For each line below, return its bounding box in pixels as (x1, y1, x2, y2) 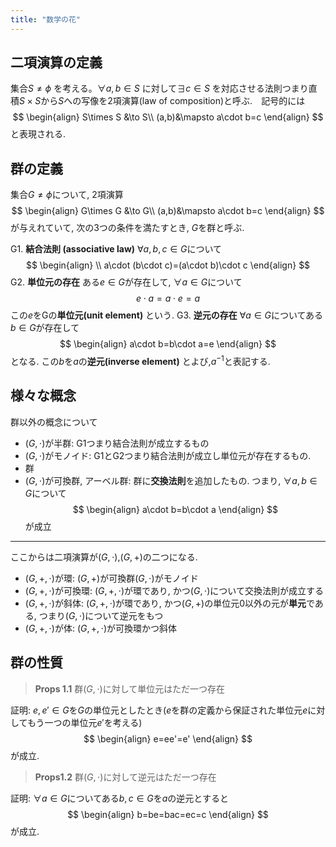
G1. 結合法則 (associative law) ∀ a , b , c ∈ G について (10, 243, 223, 255)
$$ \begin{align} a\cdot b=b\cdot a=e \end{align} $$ (59, 338, 277, 350)
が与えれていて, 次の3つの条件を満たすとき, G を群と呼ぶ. (10, 222, 245, 234)
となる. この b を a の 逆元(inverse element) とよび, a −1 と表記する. (10, 354, 271, 367)
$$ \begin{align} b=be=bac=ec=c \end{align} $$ (67, 808, 269, 820)
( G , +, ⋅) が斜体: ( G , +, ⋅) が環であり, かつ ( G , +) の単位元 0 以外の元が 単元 (24, 597, 307, 609)
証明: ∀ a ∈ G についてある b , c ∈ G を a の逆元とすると (10, 792, 229, 804)
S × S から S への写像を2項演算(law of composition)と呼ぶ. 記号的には (19, 95, 306, 107)
